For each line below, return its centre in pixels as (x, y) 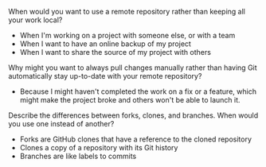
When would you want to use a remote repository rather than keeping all (127, 12)
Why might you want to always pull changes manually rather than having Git (133, 68)
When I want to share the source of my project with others (115, 52)
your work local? (35, 20)
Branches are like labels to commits (78, 156)
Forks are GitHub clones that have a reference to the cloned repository (136, 139)
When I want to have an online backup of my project (105, 44)
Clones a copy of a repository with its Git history (99, 148)
